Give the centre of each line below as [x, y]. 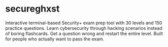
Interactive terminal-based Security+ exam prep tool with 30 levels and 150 [84, 23]
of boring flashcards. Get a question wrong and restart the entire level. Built [84, 33]
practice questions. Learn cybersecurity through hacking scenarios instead [84, 28]
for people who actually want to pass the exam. [55, 39]
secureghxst [32, 9]
